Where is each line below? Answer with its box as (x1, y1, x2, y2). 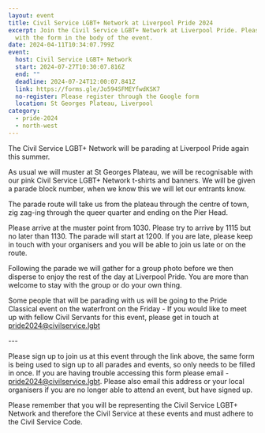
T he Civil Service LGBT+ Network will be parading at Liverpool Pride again (8, 143, 250, 152)
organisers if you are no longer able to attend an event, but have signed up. (8, 385, 253, 394)
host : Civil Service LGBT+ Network (15, 56, 132, 64)
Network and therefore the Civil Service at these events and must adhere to (8, 409, 254, 418)
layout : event (8, 11, 55, 20)
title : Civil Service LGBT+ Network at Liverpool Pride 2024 (8, 19, 214, 27)
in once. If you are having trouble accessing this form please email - (8, 368, 230, 378)
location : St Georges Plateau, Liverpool (15, 100, 154, 107)
